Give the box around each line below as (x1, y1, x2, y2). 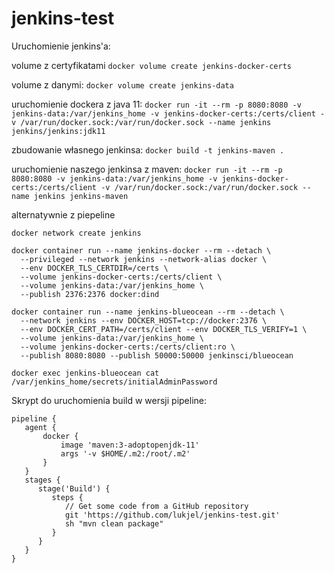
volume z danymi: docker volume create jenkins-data (11, 78, 234, 91)
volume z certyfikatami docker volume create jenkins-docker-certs (11, 59, 293, 71)
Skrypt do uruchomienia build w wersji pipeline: (11, 394, 208, 406)
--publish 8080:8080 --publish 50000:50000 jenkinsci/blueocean (20, 350, 294, 361)
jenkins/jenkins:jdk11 (11, 126, 106, 136)
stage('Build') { (37, 483, 111, 494)
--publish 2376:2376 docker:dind (20, 289, 160, 299)
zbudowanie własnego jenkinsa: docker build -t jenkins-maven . (11, 143, 285, 156)
